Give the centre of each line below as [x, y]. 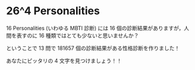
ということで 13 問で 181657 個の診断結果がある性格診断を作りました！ [93, 48]
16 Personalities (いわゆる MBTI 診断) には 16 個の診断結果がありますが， [95, 28]
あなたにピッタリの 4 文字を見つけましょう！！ [64, 61]
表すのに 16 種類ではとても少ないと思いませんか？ [78, 35]
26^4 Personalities [53, 11]
